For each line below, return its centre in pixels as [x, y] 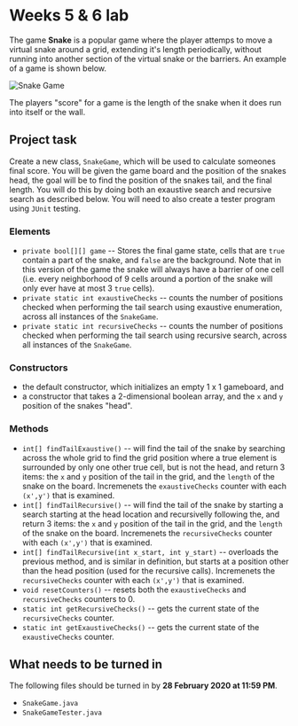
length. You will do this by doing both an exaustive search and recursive [141, 189]
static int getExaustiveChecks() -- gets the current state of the [141, 627]
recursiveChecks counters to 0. [78, 598]
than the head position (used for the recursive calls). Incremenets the [149, 570]
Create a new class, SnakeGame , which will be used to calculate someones [143, 161]
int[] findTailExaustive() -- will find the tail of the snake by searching [153, 448]
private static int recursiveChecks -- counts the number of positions [153, 326]
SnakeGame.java [50, 704]
